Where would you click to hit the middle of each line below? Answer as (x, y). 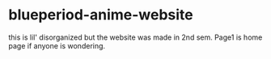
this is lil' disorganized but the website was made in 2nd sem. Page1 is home (135, 37)
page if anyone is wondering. (57, 45)
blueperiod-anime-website (101, 15)
